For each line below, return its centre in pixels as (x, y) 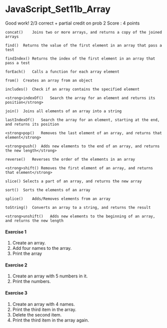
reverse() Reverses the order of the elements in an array (70, 159)
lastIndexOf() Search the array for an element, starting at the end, (82, 120)
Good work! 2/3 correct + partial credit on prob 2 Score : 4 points (72, 23)
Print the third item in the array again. (50, 320)
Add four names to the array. (42, 248)
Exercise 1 (16, 232)
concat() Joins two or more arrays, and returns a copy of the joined (84, 32)
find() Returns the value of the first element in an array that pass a (84, 45)
